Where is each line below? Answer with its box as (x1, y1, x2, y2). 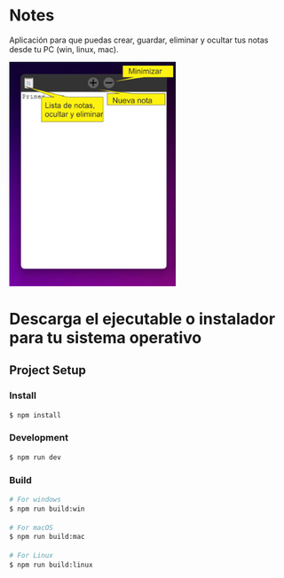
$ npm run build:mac (9, 533, 86, 542)
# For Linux (9, 551, 53, 560)
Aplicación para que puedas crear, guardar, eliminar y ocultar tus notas (9, 35, 269, 45)
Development (9, 432, 69, 444)
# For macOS (9, 523, 53, 532)
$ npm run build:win (9, 504, 86, 513)
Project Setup (9, 363, 87, 378)
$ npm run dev (9, 453, 62, 462)
